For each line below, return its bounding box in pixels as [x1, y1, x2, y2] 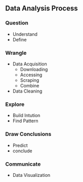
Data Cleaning [12, 88, 43, 94]
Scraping [20, 77, 39, 83]
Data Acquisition [12, 61, 47, 67]
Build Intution [12, 112, 40, 119]
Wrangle [5, 49, 27, 56]
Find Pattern [12, 118, 38, 124]
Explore [5, 101, 25, 108]
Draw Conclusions [5, 130, 52, 138]
